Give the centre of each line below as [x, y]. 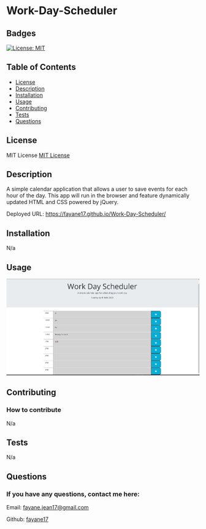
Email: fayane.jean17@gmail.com [48, 507]
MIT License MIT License [38, 155]
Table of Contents [41, 67]
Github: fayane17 [28, 519]
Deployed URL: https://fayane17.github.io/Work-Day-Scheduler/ [86, 214]
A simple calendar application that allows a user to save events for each [97, 189]
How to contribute [34, 410]
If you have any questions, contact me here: [73, 494]
